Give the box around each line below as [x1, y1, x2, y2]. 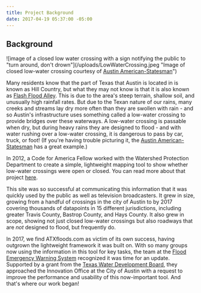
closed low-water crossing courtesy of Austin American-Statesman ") [6, 68, 177, 75]
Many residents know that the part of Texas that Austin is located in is [6, 79, 179, 86]
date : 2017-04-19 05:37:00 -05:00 [6, 16, 93, 22]
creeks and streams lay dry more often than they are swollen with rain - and [6, 105, 194, 112]
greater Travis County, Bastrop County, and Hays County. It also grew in [6, 211, 184, 219]
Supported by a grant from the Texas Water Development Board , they [6, 261, 178, 268]
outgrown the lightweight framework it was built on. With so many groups [6, 242, 188, 249]
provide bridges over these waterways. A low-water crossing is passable [6, 118, 187, 125]
